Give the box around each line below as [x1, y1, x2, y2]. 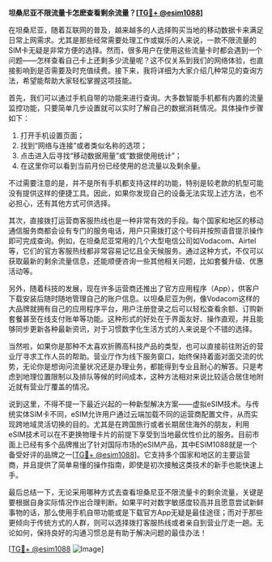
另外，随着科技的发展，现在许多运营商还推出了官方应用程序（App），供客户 [8, 284, 260, 293]
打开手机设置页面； [19, 131, 85, 140]
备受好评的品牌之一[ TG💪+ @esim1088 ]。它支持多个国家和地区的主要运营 [8, 450, 251, 459]
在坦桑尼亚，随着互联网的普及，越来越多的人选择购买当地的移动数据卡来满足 [8, 25, 264, 35]
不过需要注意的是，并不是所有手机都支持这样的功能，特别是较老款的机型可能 [8, 178, 264, 187]
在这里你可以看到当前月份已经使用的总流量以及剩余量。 [19, 161, 205, 170]
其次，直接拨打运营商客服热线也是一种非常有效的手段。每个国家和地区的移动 [8, 216, 264, 225]
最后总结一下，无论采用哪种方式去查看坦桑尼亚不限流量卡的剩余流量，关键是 [8, 487, 264, 497]
